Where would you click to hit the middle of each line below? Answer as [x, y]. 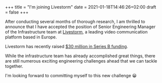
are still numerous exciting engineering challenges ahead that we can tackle [81, 61]
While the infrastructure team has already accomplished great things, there [80, 56]
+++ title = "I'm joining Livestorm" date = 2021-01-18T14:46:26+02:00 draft [81, 7]
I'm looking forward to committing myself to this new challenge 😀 [71, 75]
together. [14, 66]
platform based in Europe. [31, 37]
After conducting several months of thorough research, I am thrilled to [75, 22]
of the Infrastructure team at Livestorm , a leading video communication [76, 32]
